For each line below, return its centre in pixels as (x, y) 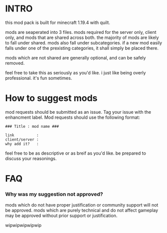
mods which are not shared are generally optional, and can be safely (76, 57)
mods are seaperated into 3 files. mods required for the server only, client (81, 32)
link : (22, 135)
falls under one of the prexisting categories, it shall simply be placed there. (82, 48)
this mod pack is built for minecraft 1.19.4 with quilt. (58, 22)
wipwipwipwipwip (23, 226)
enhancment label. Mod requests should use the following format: (73, 117)
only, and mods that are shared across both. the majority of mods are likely (82, 37)
